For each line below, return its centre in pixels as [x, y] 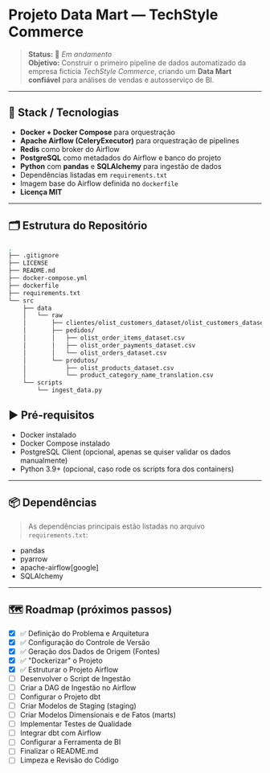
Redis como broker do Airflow [70, 149]
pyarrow [34, 559]
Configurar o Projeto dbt [60, 697]
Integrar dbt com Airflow [61, 733]
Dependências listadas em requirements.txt [94, 175]
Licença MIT [41, 191]
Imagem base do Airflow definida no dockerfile [99, 183]
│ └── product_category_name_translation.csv [119, 376]
